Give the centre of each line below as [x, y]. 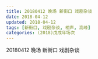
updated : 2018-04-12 [31, 22]
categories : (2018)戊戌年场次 [41, 33]
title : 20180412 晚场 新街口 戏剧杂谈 [49, 11]
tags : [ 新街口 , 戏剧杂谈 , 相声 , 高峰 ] [48, 27]
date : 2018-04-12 [27, 17]
